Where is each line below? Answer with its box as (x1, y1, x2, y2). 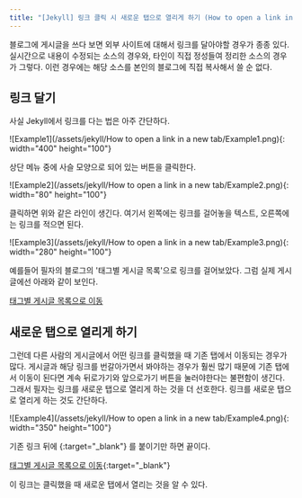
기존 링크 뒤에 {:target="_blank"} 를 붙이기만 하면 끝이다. (9, 441, 211, 452)
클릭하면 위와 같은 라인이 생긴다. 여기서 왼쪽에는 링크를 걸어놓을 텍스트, (9, 208, 259, 218)
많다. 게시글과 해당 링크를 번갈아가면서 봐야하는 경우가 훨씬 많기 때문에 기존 (9, 361, 273, 372)
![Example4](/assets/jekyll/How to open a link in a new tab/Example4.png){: (9, 413, 289, 423)
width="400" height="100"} (9, 143, 112, 154)
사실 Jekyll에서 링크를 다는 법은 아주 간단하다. (9, 116, 171, 127)
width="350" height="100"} (9, 422, 112, 433)
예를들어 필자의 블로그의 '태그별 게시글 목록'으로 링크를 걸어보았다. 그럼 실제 (9, 265, 276, 276)
